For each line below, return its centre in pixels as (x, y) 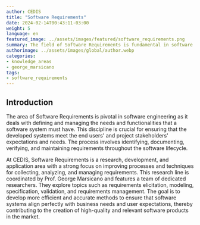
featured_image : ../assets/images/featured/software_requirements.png (96, 39)
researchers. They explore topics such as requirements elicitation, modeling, (100, 185)
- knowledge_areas (29, 61)
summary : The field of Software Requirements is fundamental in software (100, 45)
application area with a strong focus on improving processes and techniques (100, 166)
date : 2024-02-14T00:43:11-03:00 (48, 23)
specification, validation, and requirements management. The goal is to (93, 191)
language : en (22, 34)
